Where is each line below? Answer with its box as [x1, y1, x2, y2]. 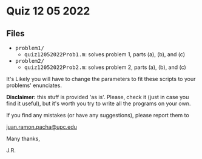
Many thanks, [6, 135, 41, 142]
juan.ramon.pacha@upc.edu [6, 123, 78, 131]
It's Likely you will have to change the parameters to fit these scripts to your [6, 76, 196, 82]
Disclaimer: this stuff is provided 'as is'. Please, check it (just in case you [6, 94, 189, 100]
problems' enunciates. [6, 82, 62, 89]
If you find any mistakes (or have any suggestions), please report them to [6, 112, 189, 118]
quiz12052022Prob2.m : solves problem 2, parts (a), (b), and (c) [24, 63, 186, 71]
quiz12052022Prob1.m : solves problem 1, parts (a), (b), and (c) [24, 51, 186, 58]
